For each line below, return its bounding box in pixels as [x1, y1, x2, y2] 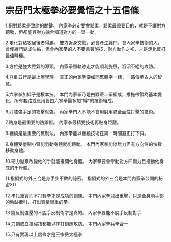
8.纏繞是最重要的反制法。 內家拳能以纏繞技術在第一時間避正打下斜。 [5, 130, 149, 136]
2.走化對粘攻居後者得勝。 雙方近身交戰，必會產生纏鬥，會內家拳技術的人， [5, 39, 162, 46]
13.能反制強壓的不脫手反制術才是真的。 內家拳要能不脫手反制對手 [5, 209, 141, 216]
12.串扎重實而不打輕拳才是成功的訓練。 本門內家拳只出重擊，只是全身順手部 [5, 192, 164, 199]
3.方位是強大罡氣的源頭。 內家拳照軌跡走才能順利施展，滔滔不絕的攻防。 [5, 63, 158, 69]
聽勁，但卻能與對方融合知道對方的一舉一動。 [5, 29, 99, 35]
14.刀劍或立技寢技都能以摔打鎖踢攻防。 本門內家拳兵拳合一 [5, 220, 129, 227]
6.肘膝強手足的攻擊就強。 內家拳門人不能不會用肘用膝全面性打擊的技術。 [5, 108, 158, 115]
